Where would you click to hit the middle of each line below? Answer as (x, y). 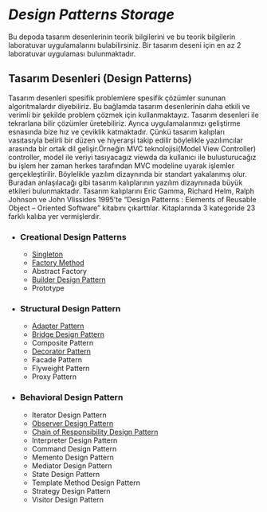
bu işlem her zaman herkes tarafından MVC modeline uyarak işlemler (122, 166)
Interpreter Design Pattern (75, 440)
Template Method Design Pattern (86, 483)
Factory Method (58, 263)
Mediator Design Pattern (72, 465)
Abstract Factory (59, 272)
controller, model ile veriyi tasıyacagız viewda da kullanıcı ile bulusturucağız (132, 157)
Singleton (47, 254)
